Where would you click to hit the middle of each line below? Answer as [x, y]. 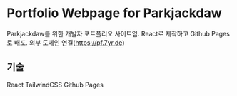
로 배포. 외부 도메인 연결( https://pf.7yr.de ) [66, 42]
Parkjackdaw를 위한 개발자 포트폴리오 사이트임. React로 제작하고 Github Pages [118, 33]
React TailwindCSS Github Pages [55, 85]
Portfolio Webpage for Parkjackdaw [114, 13]
